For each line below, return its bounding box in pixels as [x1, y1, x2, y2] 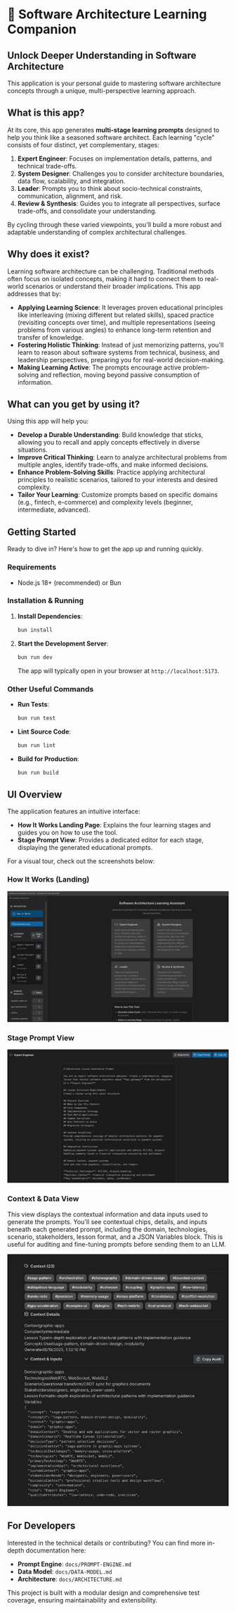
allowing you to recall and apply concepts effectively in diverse [17, 438, 200, 447]
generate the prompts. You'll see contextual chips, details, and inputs [7, 1217, 208, 1226]
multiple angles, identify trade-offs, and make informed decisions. [17, 461, 209, 469]
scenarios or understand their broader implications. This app [25, 282, 201, 290]
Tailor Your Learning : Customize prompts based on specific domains [17, 490, 218, 499]
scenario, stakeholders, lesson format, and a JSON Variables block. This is [7, 1233, 223, 1241]
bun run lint [17, 741, 56, 749]
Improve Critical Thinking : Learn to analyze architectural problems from [17, 453, 227, 462]
